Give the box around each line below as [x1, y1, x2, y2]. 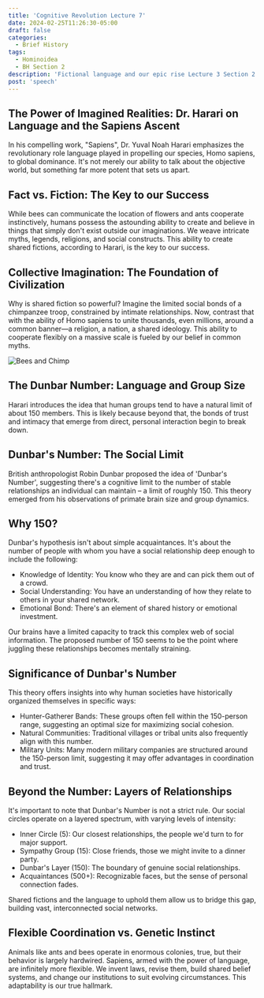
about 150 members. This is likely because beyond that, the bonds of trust [8, 408, 249, 418]
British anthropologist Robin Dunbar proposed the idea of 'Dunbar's [8, 469, 228, 478]
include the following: [8, 554, 78, 565]
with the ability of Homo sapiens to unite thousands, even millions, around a [8, 315, 254, 325]
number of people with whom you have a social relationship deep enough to [8, 546, 255, 556]
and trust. [19, 762, 51, 771]
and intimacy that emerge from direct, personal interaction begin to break [8, 416, 247, 426]
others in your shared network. [19, 595, 121, 605]
